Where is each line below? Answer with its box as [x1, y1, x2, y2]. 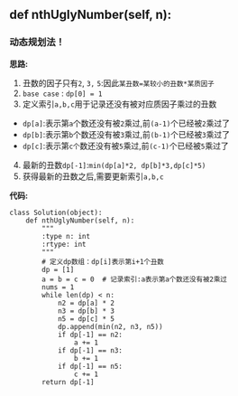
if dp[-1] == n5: [57, 362, 124, 371]
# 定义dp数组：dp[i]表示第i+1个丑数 [41, 257, 164, 266]
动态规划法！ [9, 36, 66, 49]
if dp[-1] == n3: [57, 345, 124, 355]
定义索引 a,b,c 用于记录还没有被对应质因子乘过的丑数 [22, 99, 217, 109]
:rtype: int [41, 240, 87, 249]
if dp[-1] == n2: [57, 330, 124, 339]
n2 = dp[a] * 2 [57, 298, 115, 307]
